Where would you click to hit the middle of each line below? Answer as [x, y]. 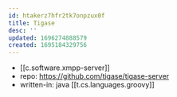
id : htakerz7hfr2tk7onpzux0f [57, 16]
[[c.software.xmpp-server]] [65, 68]
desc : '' [23, 30]
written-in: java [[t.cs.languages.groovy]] [87, 85]
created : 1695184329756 [48, 45]
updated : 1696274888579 [48, 38]
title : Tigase [32, 23]
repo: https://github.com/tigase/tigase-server [94, 76]
